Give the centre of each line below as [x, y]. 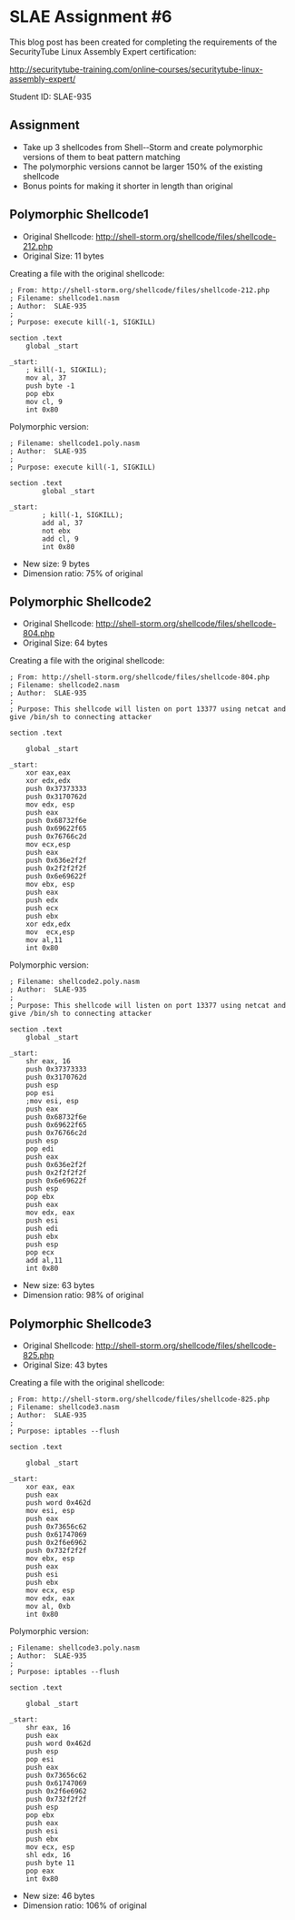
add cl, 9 [60, 539]
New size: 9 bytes [56, 564]
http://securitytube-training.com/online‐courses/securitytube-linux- [136, 69]
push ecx [42, 909]
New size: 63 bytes [59, 1285]
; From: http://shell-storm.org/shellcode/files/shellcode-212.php [140, 290]
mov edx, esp [50, 805]
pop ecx [40, 1253]
